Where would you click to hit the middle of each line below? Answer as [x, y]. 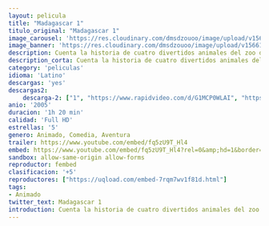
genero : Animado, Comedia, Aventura [69, 135]
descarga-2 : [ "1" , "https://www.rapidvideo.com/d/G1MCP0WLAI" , [130, 98]
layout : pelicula [37, 16]
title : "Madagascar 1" [46, 23]
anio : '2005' [30, 105]
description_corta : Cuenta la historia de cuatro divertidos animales [128, 61]
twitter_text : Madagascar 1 [55, 202]
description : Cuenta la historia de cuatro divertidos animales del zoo [132, 53]
